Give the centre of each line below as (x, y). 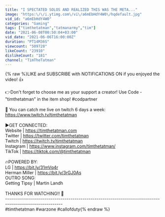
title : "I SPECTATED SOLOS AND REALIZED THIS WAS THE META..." (71, 10)
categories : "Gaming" (27, 23)
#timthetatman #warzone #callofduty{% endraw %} (58, 209)
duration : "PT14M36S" (27, 42)
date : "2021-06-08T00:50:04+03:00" (42, 32)
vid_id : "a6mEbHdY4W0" (28, 19)
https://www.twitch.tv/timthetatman (41, 115)
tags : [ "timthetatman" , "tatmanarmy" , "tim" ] (50, 28)
